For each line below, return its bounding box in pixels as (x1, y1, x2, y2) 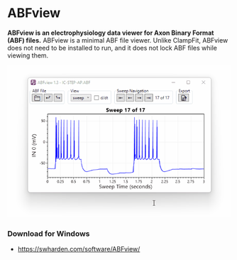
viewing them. (7, 51, 49, 60)
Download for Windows (7, 229, 90, 239)
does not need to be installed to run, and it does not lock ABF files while (7, 43, 218, 52)
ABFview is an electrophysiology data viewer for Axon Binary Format (7, 28, 214, 37)
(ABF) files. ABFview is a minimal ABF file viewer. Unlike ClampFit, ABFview (7, 36, 228, 44)
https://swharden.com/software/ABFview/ (17, 244, 140, 253)
